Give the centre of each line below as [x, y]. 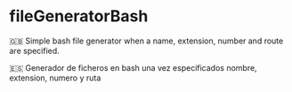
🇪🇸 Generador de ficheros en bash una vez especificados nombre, [133, 67]
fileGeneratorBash [79, 16]
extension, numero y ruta [55, 78]
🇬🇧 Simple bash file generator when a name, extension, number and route [146, 41]
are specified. [34, 50]
